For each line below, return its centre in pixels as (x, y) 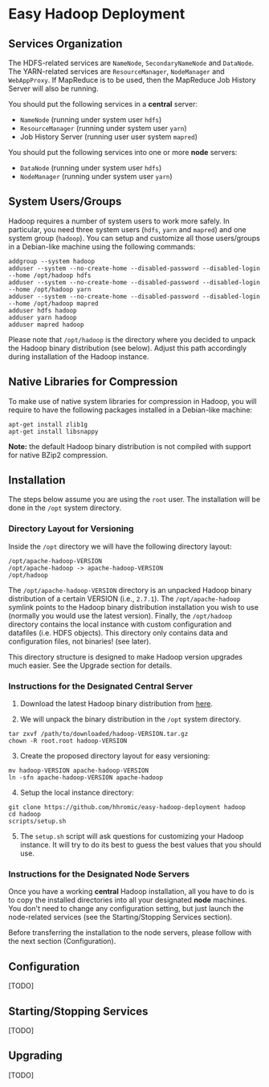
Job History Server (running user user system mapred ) (109, 137)
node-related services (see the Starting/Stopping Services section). (120, 917)
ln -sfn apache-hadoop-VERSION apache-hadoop (86, 778)
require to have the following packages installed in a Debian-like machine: (130, 410)
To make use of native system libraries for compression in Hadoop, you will (132, 401)
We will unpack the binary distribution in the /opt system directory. (130, 719)
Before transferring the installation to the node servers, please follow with (130, 933)
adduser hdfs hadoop (43, 310)
